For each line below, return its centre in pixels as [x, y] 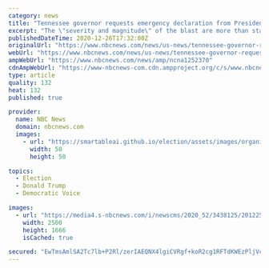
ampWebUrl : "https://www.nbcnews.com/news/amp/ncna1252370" [111, 61]
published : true [35, 98]
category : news [34, 16]
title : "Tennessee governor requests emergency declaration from [119, 23]
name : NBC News [41, 120]
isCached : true [48, 238]
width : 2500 [42, 222]
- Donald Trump [41, 186]
